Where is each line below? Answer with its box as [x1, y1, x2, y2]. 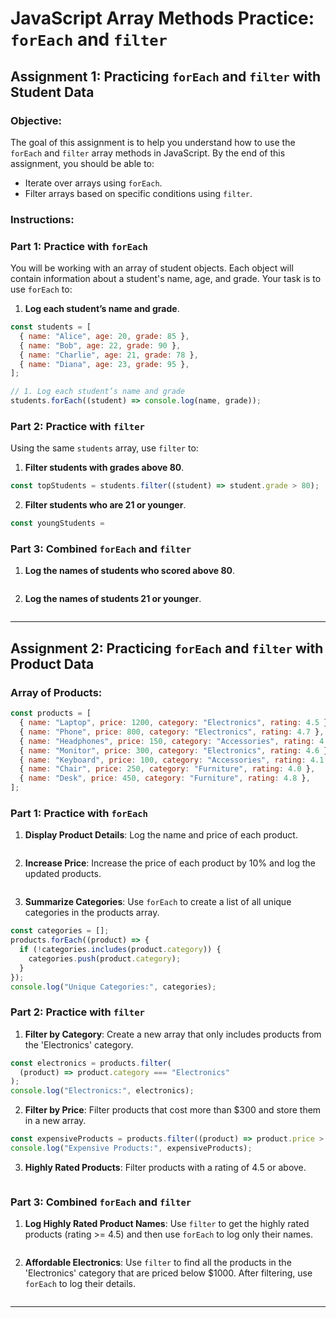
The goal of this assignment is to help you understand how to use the [10, 136, 296, 148]
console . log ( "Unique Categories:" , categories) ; [10, 982, 217, 992]
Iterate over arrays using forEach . [24, 177, 163, 189]
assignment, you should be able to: [10, 157, 155, 169]
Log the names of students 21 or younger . [24, 593, 202, 605]
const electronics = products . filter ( [10, 1058, 172, 1068]
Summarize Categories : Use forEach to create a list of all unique [24, 896, 292, 908]
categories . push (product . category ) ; [28, 953, 182, 964]
